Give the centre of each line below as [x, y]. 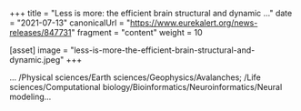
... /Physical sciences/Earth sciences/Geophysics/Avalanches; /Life [135, 77]
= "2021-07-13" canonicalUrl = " [70, 23]
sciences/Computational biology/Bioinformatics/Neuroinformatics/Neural [146, 87]
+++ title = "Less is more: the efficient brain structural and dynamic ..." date [151, 13]
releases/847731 [40, 32]
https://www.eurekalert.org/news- [194, 23]
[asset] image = [39, 50]
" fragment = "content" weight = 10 [137, 32]
